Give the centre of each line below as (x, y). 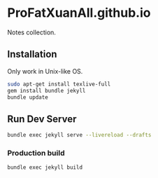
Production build (36, 153)
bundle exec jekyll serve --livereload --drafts (79, 135)
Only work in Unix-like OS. (45, 71)
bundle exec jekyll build (45, 167)
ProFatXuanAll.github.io (79, 13)
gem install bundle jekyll (46, 90)
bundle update (28, 97)
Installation (32, 54)
